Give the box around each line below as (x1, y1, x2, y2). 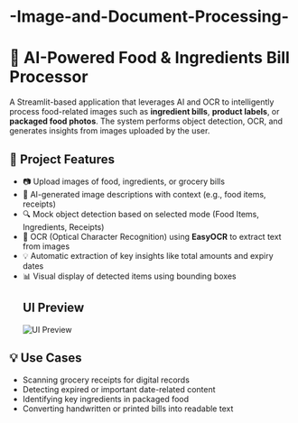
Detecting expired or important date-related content (22, 383, 216, 394)
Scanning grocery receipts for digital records (22, 374, 190, 385)
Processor (9, 67, 88, 87)
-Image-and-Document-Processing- (9, 6, 289, 27)
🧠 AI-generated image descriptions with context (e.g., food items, (22, 189, 266, 199)
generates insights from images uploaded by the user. (9, 125, 210, 136)
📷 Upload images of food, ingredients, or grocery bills (22, 176, 226, 187)
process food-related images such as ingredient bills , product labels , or (9, 106, 280, 117)
